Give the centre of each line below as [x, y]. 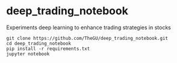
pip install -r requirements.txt [48, 49]
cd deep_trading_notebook [39, 43]
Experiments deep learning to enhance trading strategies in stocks [89, 27]
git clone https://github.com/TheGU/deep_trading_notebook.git [87, 38]
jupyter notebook [28, 54]
